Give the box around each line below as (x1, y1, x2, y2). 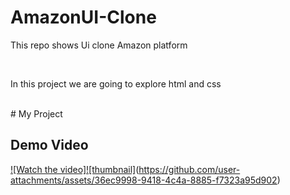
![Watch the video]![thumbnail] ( (10, 163, 140, 175)
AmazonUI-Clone (10, 6, 157, 29)
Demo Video (10, 137, 89, 154)
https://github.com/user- (138, 163, 241, 175)
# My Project (10, 107, 63, 120)
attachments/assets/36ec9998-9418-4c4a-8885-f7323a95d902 (10, 174, 278, 186)
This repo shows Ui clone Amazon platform (10, 39, 188, 51)
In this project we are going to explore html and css (10, 77, 222, 90)
